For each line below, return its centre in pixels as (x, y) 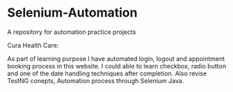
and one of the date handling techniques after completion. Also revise (107, 73)
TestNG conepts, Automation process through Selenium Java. (96, 80)
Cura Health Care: (33, 45)
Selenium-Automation (72, 13)
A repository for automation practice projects (72, 32)
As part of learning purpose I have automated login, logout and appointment (116, 58)
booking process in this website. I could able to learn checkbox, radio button (117, 66)
